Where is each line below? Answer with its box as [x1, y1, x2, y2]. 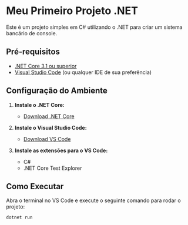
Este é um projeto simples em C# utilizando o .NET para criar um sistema [6, 23, 183, 31]
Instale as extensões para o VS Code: [14, 147, 108, 154]
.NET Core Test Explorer [23, 164, 82, 172]
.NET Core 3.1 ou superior [14, 62, 77, 69]
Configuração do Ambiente [6, 86, 108, 96]
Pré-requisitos [6, 47, 61, 57]
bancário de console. [6, 29, 58, 36]
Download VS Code [23, 135, 71, 142]
